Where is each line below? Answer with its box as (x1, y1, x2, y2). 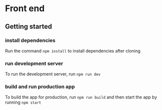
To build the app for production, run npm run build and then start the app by (5, 94, 157, 100)
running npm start (5, 99, 41, 105)
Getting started (5, 22, 52, 31)
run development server (5, 60, 64, 67)
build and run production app (5, 83, 75, 90)
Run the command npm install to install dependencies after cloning (5, 48, 141, 54)
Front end (5, 3, 45, 14)
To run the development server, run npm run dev (5, 71, 101, 77)
